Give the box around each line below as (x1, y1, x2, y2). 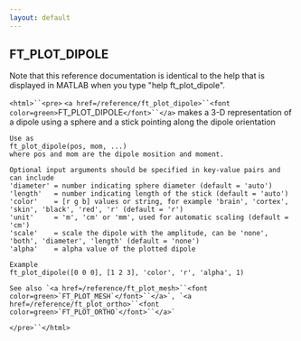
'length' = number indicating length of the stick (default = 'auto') (9, 189, 289, 198)
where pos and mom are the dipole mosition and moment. (9, 150, 224, 159)
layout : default (9, 13, 71, 23)
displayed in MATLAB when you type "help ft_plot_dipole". (9, 80, 226, 91)
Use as (9, 134, 34, 143)
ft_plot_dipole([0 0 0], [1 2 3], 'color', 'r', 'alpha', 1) (9, 268, 245, 278)
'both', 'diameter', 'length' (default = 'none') (9, 236, 201, 246)
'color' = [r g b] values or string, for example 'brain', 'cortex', (9, 198, 289, 207)
